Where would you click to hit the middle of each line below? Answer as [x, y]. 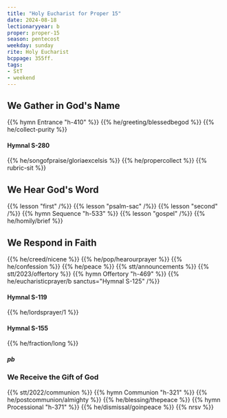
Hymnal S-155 [28, 328]
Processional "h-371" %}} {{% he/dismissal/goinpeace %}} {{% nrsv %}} [111, 407]
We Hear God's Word [53, 189]
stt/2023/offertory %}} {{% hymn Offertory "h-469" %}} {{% [93, 274]
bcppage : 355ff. [30, 59]
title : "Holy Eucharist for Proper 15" [64, 13]
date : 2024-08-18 [32, 20]
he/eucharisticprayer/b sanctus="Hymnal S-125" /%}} [84, 281]
